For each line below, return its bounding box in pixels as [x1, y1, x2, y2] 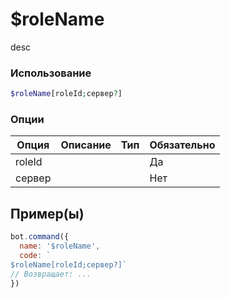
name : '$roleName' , [19, 241, 101, 252]
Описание [60, 138, 112, 152]
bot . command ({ [10, 232, 70, 242]
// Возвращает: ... [10, 269, 92, 279]
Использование [10, 66, 92, 80]
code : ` [19, 250, 52, 260]
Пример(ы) [10, 205, 85, 222]
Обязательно [149, 138, 216, 152]
